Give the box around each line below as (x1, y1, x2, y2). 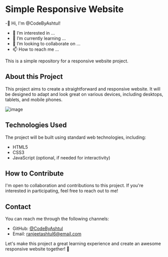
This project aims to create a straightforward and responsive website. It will (5, 85, 160, 92)
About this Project (5, 72, 63, 81)
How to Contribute (5, 169, 64, 178)
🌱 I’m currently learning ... (12, 35, 66, 41)
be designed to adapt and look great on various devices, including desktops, (5, 91, 163, 97)
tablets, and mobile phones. (5, 97, 63, 103)
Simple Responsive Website (5, 4, 124, 15)
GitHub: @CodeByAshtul (12, 225, 63, 232)
